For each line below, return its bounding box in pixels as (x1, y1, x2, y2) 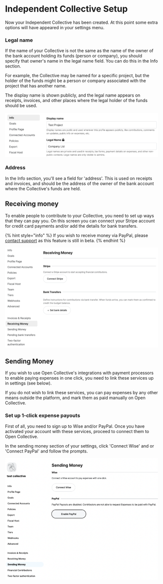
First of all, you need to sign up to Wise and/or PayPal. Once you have (5, 423, 145, 429)
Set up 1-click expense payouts (5, 412, 81, 419)
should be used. (5, 103, 37, 109)
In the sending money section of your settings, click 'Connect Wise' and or (5, 443, 154, 449)
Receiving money (5, 200, 59, 208)
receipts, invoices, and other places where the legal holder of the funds (5, 98, 148, 103)
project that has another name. (5, 83, 67, 89)
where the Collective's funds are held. (5, 185, 81, 191)
